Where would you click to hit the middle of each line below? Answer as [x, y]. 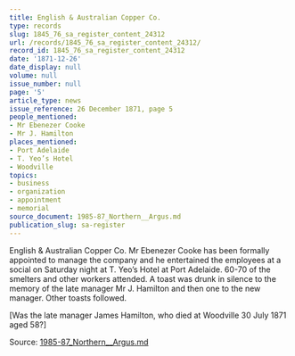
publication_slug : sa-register [67, 225]
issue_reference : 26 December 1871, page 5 [91, 109]
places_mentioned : [43, 142]
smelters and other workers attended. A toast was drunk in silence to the [143, 278]
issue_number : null [45, 84]
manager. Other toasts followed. [68, 298]
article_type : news [45, 100]
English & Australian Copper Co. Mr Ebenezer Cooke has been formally [139, 250]
